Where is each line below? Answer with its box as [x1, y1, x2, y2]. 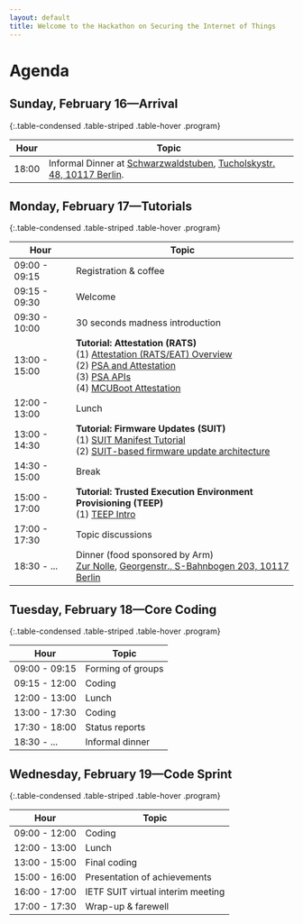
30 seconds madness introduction [76, 316, 221, 329]
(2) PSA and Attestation [76, 360, 176, 372]
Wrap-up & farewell [85, 900, 170, 912]
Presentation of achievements [85, 871, 212, 883]
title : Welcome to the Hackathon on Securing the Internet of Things [9, 22, 277, 31]
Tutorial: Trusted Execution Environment [76, 486, 254, 499]
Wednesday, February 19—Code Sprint [9, 766, 233, 782]
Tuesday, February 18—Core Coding [9, 601, 217, 618]
